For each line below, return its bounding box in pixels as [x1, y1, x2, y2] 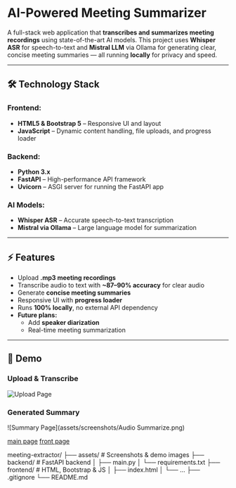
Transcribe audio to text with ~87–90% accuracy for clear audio [17, 281, 205, 290]
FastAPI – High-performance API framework [17, 174, 146, 184]
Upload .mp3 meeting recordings [17, 274, 116, 282]
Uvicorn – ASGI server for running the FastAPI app [17, 182, 164, 191]
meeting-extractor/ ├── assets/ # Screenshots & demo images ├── [7, 451, 205, 459]
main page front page [7, 437, 70, 446]
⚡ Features [7, 251, 55, 263]
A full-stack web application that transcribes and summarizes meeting [7, 28, 214, 37]
